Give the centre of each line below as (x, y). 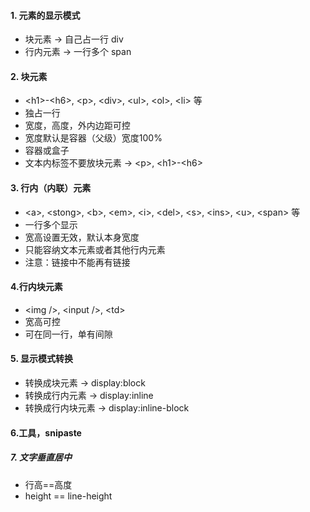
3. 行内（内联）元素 (51, 188)
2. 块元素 (29, 76)
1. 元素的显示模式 (45, 15)
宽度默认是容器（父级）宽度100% (93, 138)
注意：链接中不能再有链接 (77, 262)
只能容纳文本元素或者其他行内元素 (95, 249)
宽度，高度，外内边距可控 (77, 126)
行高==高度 (48, 484)
